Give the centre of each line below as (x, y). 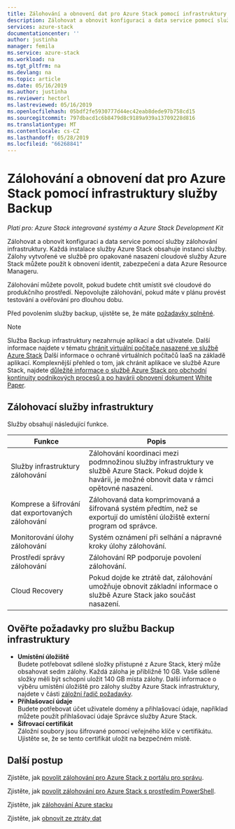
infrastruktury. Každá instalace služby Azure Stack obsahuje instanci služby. (117, 249)
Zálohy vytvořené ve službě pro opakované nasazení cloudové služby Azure (117, 256)
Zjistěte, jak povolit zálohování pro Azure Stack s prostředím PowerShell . (112, 791)
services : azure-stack (40, 27)
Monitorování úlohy (42, 537)
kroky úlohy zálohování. (127, 546)
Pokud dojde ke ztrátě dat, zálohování (150, 577)
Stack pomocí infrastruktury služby (113, 194)
